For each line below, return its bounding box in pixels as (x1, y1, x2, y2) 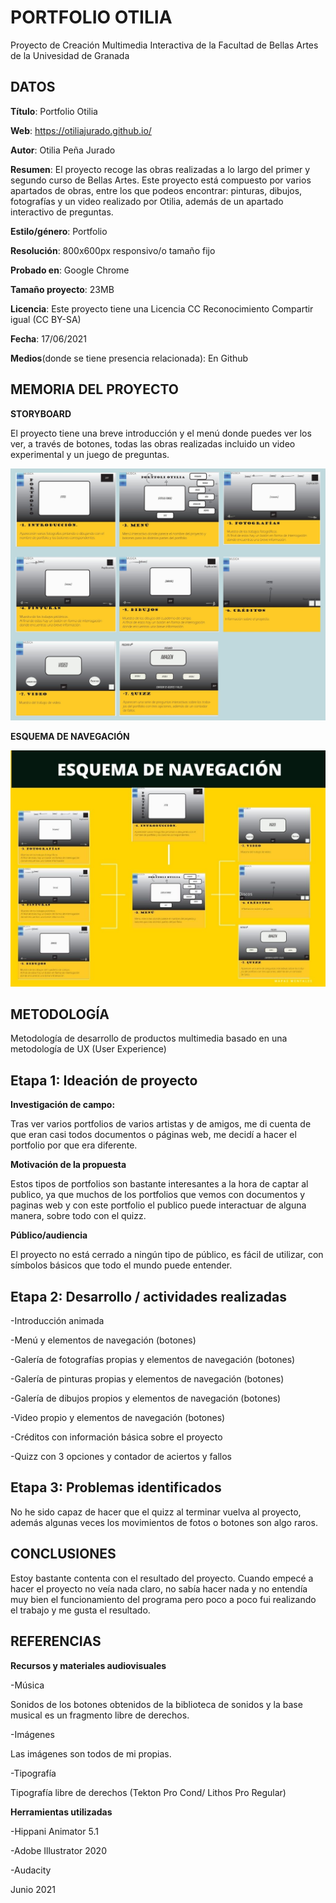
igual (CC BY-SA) (10, 313, 82, 325)
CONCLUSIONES (10, 1546, 117, 1563)
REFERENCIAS (10, 1633, 102, 1650)
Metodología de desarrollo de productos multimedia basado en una (10, 1032, 288, 1045)
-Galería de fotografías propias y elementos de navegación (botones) (10, 1354, 296, 1366)
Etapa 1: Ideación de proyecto (10, 1072, 198, 1089)
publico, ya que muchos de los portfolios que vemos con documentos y (10, 1189, 306, 1201)
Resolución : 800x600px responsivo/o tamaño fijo (10, 244, 216, 256)
